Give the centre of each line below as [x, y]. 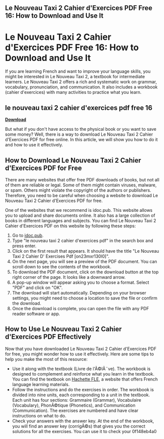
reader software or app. [36, 314]
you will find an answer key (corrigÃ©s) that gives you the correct [79, 426]
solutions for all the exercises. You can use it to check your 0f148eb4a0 [84, 431]
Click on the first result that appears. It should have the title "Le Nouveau [85, 251]
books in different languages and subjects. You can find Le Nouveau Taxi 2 [81, 220]
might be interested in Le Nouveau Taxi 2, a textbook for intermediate [75, 77]
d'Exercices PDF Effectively [48, 337]
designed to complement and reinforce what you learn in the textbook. [83, 374]
